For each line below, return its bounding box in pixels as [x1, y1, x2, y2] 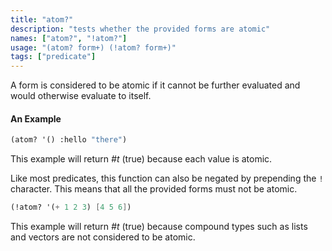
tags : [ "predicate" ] [10, 52, 97, 62]
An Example [10, 112, 62, 125]
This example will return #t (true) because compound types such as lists [10, 221, 308, 233]
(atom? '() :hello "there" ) [10, 135, 128, 145]
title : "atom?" [10, 14, 74, 25]
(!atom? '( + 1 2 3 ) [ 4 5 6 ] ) [10, 202, 132, 213]
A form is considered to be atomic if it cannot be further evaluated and [10, 79, 301, 91]
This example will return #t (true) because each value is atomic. [10, 153, 273, 165]
